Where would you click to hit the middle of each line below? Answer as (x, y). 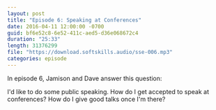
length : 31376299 (32, 46)
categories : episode (37, 59)
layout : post (26, 13)
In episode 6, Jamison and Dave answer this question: (85, 78)
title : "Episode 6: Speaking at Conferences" (74, 20)
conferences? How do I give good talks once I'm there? (86, 99)
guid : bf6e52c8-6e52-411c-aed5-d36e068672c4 (73, 33)
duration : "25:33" (34, 39)
